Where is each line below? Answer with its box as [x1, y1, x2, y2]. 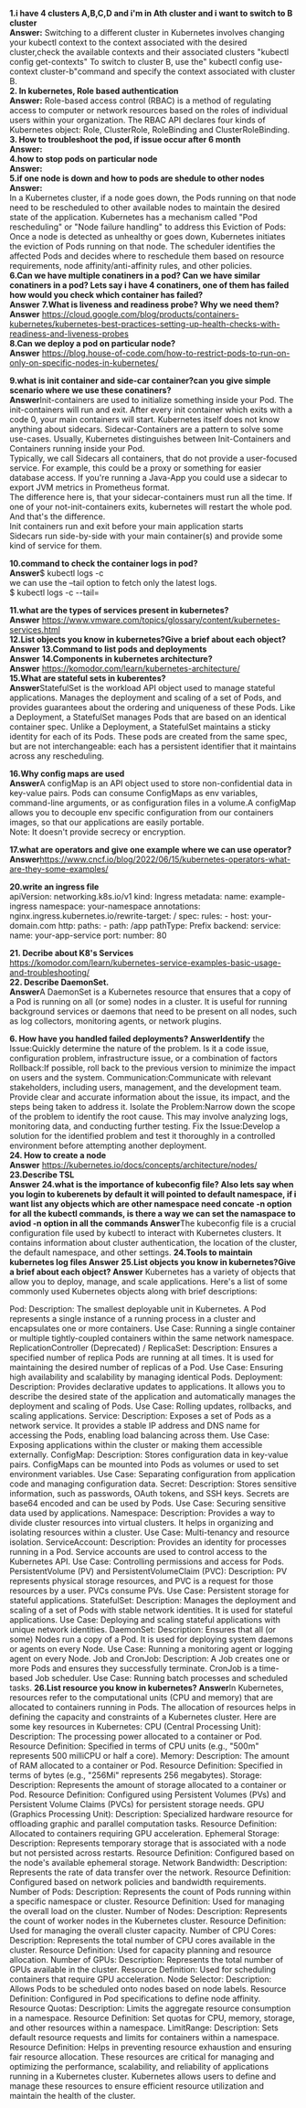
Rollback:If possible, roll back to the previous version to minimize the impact [9, 1062, 296, 1073]
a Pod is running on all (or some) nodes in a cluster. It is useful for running [9, 996, 288, 1006]
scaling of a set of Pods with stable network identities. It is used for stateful [9, 1604, 293, 1615]
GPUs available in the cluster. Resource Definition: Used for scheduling [9, 1964, 277, 1975]
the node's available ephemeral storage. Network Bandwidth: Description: [9, 1858, 288, 1868]
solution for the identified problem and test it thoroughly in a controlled [9, 1131, 276, 1141]
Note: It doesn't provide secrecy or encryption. [9, 826, 186, 837]
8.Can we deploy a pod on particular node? [9, 338, 176, 348]
